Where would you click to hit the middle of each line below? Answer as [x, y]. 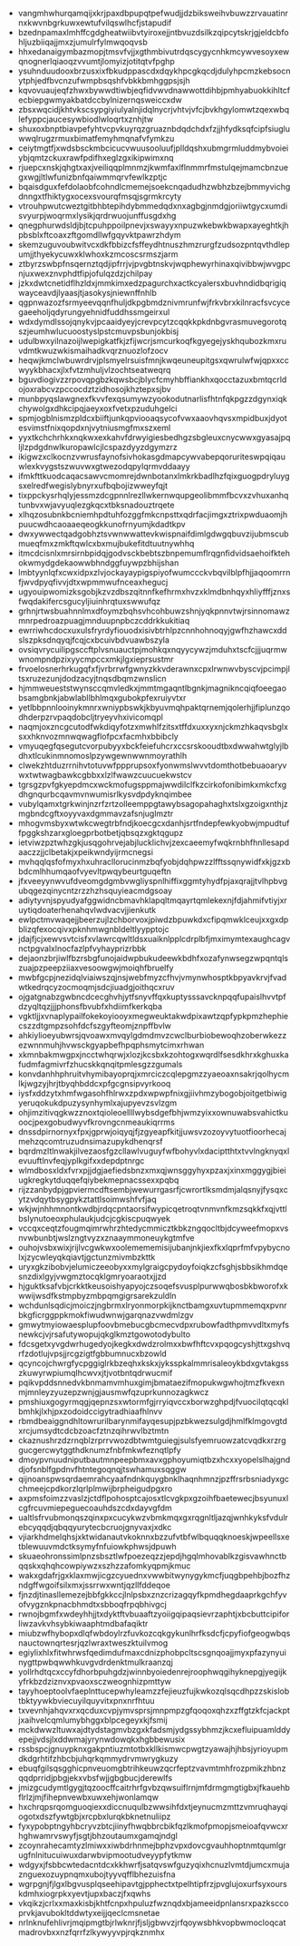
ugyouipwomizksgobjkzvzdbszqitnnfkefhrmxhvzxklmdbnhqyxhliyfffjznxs [154, 592]
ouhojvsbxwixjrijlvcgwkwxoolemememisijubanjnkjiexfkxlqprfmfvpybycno [154, 1248]
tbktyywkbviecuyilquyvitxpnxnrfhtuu [87, 1700]
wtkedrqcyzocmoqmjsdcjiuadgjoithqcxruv [96, 987]
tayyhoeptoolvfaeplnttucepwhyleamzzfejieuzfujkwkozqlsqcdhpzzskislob [154, 1691]
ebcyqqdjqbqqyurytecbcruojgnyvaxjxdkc [95, 1527]
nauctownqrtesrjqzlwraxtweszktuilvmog [93, 1643]
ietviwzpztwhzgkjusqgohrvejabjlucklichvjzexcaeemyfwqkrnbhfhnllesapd [154, 842]
